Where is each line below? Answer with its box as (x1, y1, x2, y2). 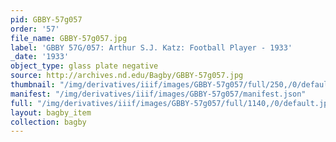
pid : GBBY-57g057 (10, 14, 83, 25)
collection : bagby (10, 117, 87, 127)
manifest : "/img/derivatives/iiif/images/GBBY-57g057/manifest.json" (10, 89, 307, 99)
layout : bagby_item (10, 107, 92, 118)
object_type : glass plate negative (10, 61, 159, 71)
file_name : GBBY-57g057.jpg (10, 33, 128, 43)
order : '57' (10, 24, 60, 34)
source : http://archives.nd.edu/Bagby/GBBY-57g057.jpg (10, 71, 244, 81)
